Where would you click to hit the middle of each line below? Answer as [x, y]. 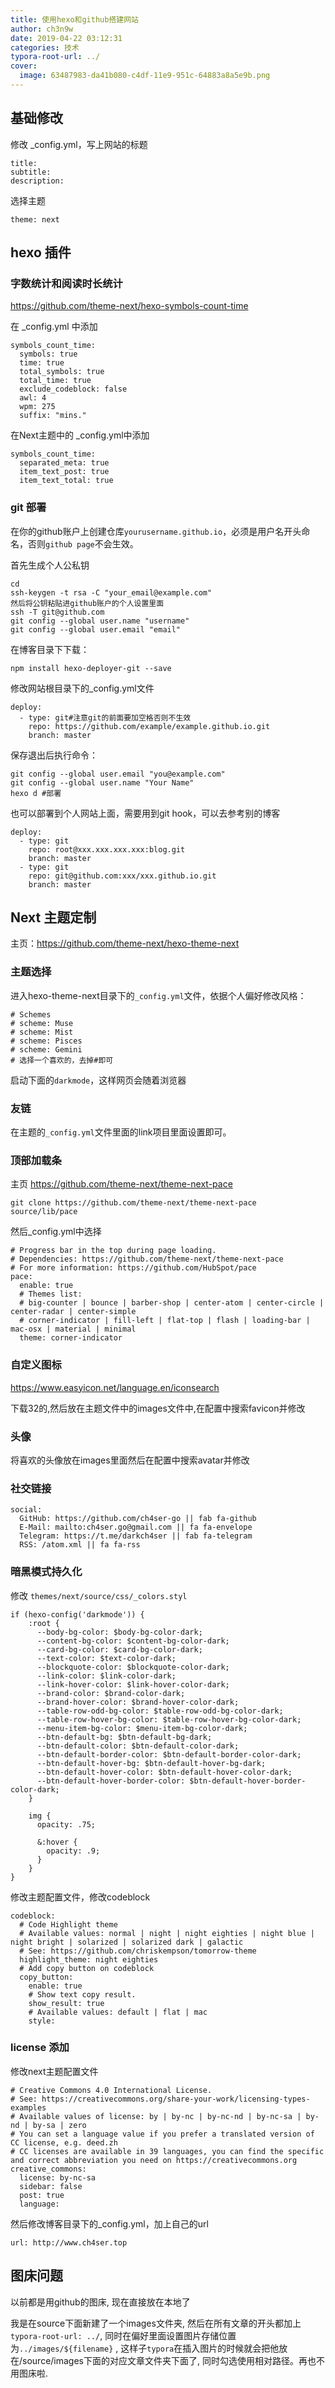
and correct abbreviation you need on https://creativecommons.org [154, 2160]
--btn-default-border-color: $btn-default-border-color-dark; [169, 1754]
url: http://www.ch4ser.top [69, 2242]
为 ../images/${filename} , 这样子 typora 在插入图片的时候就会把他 [145, 2348]
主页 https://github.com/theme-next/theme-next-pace [121, 1184]
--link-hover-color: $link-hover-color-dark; [133, 1684]
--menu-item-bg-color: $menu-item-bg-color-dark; [142, 1728]
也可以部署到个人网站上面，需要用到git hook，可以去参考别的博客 [145, 813]
